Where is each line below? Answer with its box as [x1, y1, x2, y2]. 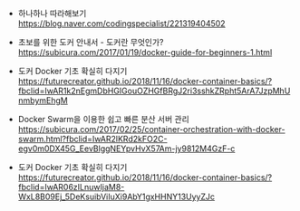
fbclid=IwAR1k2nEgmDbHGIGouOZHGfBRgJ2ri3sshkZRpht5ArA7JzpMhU [17, 85, 291, 96]
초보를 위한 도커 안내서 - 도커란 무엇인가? [17, 37, 164, 47]
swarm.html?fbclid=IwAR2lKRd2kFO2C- [17, 134, 168, 144]
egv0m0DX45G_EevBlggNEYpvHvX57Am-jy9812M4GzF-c [17, 143, 236, 154]
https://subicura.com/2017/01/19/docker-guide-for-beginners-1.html [17, 47, 273, 57]
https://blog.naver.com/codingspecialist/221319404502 [17, 18, 226, 29]
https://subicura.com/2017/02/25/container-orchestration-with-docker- [17, 124, 285, 134]
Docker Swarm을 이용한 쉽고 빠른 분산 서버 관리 [17, 114, 190, 124]
